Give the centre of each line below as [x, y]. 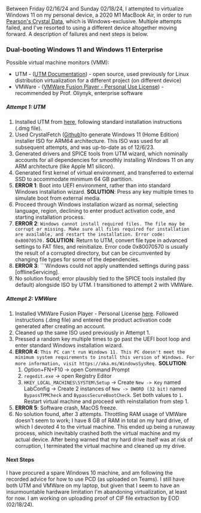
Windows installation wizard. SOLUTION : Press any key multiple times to [104, 192]
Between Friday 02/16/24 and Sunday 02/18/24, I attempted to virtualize [95, 9]
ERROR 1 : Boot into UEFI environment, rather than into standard [93, 185]
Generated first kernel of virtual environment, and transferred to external [104, 173]
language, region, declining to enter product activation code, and [95, 211]
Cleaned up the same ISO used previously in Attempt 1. [83, 333]
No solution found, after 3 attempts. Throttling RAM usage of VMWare [101, 414]
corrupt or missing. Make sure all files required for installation [102, 230]
